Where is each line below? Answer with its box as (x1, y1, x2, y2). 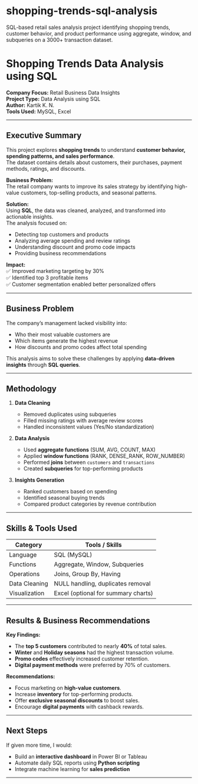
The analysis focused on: (6, 219, 68, 226)
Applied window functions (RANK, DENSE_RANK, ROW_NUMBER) (23, 453, 186, 460)
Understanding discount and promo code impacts (14, 243, 136, 251)
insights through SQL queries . (6, 361, 81, 368)
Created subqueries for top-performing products (23, 465, 143, 472)
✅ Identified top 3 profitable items (6, 274, 88, 281)
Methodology (6, 383, 57, 393)
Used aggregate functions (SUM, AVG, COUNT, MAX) (23, 446, 156, 453)
